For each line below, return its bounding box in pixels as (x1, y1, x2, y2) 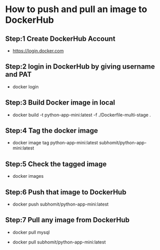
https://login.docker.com (12, 48, 64, 54)
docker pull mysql (12, 229, 50, 235)
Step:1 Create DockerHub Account (5, 34, 116, 43)
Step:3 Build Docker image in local (5, 98, 115, 107)
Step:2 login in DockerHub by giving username (5, 62, 155, 71)
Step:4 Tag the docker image (5, 126, 98, 135)
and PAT (5, 70, 32, 79)
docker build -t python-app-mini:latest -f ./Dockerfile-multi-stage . (12, 112, 151, 118)
